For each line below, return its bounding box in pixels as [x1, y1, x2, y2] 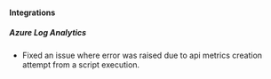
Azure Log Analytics [9, 28, 87, 38]
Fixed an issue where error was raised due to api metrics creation [21, 50, 263, 60]
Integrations [9, 7, 56, 18]
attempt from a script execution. [21, 59, 140, 70]
